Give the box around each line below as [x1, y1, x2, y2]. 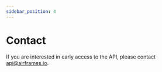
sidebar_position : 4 [6, 8, 57, 15]
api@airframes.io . [6, 59, 49, 66]
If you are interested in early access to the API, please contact [6, 53, 156, 60]
